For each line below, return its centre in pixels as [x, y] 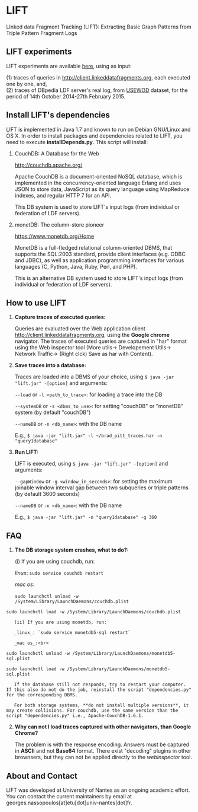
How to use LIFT [36, 303]
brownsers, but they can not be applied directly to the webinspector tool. [103, 757]
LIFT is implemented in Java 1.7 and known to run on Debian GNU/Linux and [98, 129]
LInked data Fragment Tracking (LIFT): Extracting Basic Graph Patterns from [99, 27]
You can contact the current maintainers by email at [69, 796]
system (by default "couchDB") [53, 412]
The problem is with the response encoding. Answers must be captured [102, 744]
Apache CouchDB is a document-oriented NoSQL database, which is [98, 176]
